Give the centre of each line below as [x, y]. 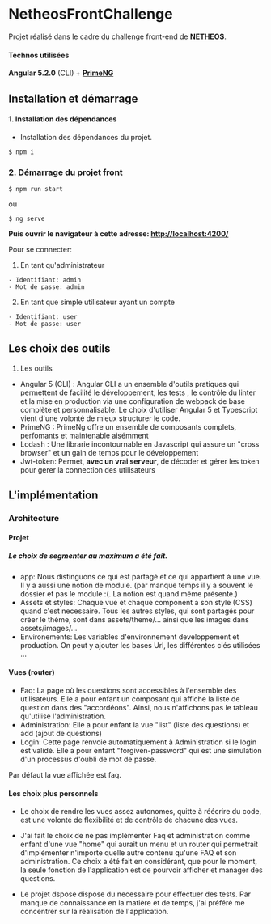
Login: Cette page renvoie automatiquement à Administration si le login [138, 742]
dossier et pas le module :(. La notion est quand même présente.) [129, 593]
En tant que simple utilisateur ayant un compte [97, 302]
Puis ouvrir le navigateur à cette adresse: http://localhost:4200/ [119, 234]
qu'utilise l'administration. [63, 716]
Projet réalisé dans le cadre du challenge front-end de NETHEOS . [117, 36]
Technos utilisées [39, 55]
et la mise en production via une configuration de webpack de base [132, 401]
